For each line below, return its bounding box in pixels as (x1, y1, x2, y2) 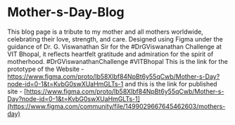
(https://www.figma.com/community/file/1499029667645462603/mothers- (7, 102, 226, 110)
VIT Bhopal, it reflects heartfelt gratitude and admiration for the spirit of (7, 50, 214, 58)
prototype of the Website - (7, 65, 84, 73)
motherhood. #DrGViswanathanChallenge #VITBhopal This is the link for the (7, 57, 229, 65)
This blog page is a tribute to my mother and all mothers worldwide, (7, 27, 204, 36)
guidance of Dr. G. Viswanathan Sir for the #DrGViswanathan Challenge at (7, 42, 222, 51)
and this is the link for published (125, 79, 217, 88)
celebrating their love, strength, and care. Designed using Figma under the (7, 34, 223, 43)
